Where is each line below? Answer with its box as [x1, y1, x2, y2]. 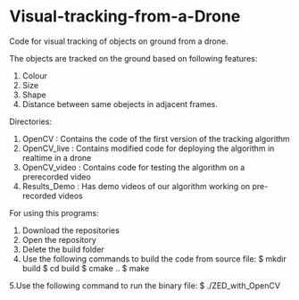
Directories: [9, 116, 52, 127]
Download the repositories [21, 225, 120, 236]
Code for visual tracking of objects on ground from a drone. [9, 36, 228, 46]
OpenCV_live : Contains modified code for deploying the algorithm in [21, 143, 275, 154]
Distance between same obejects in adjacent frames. [21, 98, 219, 109]
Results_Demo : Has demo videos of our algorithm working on [21, 180, 251, 191]
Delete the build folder [21, 244, 104, 254]
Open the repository [21, 234, 96, 245]
